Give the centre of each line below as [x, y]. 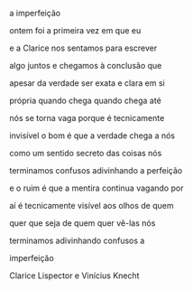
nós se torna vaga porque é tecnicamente [87, 118]
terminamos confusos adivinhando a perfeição [96, 170]
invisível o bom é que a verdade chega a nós [92, 136]
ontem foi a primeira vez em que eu [75, 30]
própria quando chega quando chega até [86, 100]
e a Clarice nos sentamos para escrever [83, 48]
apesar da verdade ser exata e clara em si [87, 83]
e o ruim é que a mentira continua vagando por [96, 188]
